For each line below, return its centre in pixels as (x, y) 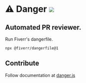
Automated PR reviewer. (43, 27)
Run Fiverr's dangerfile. (29, 39)
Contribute (22, 63)
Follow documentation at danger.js (40, 75)
